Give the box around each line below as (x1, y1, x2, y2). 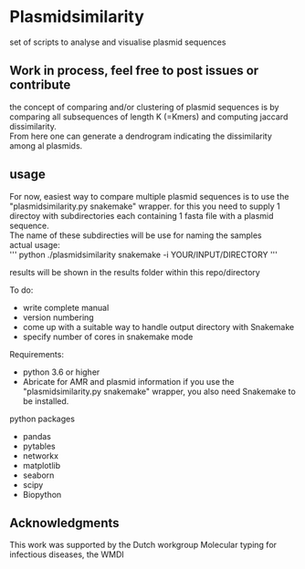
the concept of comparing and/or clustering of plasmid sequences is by (9, 101, 279, 112)
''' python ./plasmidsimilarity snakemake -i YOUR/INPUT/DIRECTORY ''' (9, 249, 279, 260)
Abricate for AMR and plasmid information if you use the (22, 376, 235, 387)
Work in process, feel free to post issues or (9, 63, 259, 78)
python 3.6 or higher (22, 367, 100, 378)
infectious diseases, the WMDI (9, 549, 125, 560)
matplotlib (22, 460, 61, 471)
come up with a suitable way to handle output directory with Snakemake (22, 321, 295, 332)
